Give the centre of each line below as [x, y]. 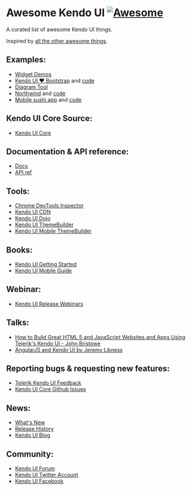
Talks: [18, 323]
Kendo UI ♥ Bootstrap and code [55, 80]
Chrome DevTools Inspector [49, 206]
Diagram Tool [31, 87]
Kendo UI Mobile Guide [43, 270]
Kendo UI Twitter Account [47, 475]
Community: [30, 454]
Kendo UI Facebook [39, 481]
